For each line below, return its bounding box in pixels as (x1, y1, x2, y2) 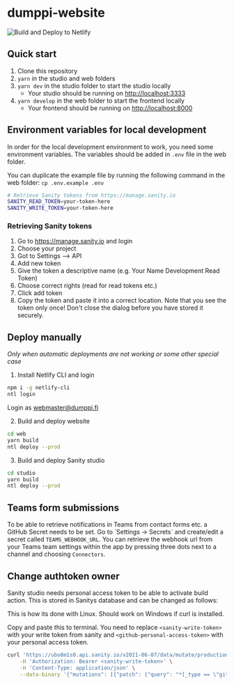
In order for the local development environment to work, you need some (7, 142, 214, 151)
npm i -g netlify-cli (7, 384, 70, 391)
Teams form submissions (7, 502, 120, 513)
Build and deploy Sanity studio (17, 456, 105, 465)
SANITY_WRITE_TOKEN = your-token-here (7, 204, 114, 212)
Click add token (17, 289, 63, 297)
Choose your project (17, 244, 77, 253)
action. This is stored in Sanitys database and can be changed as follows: (7, 596, 218, 604)
